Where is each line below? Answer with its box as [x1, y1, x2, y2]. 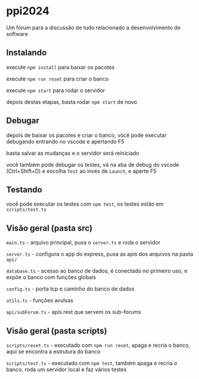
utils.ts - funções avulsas [6, 297, 74, 304]
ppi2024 [6, 4, 50, 18]
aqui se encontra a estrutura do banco [6, 348, 100, 355]
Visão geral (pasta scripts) [6, 326, 108, 336]
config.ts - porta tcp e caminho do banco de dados [6, 285, 134, 292]
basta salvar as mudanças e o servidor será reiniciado [6, 149, 139, 157]
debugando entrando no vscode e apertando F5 [6, 137, 124, 145]
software [6, 30, 28, 37]
